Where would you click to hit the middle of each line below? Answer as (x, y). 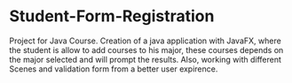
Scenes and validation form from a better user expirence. (114, 69)
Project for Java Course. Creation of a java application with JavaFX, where (145, 41)
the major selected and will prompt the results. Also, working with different (146, 59)
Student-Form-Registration (112, 16)
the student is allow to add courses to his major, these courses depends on (146, 49)
